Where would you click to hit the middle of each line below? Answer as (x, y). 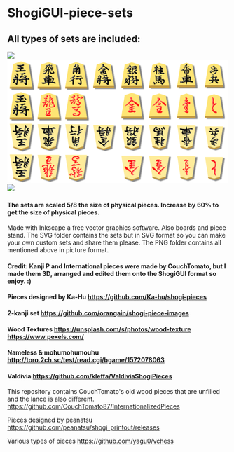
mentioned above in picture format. (58, 250)
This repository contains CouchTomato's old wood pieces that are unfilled (114, 392)
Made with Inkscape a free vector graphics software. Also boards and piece (117, 228)
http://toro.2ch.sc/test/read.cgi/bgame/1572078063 (86, 360)
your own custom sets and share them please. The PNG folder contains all (115, 242)
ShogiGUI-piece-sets (70, 13)
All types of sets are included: (74, 39)
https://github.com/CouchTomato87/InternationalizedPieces (94, 406)
